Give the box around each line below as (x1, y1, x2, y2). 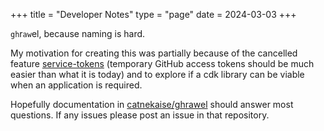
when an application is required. (10, 79, 143, 91)
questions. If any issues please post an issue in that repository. (10, 109, 270, 121)
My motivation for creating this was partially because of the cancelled (10, 47, 298, 59)
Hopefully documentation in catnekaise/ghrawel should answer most (10, 99, 294, 110)
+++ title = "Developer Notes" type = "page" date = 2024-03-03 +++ (10, 9, 297, 20)
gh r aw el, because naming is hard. (10, 28, 146, 39)
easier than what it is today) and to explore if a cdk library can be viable (10, 69, 305, 80)
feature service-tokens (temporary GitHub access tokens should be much (10, 58, 315, 69)
